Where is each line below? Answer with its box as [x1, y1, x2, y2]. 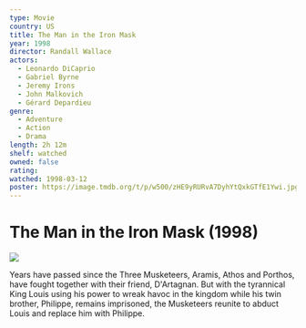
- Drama [17, 132, 47, 141]
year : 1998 [9, 38, 51, 48]
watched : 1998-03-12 [9, 174, 88, 183]
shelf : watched [9, 149, 67, 158]
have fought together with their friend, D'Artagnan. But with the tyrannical [9, 279, 286, 290]
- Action [17, 124, 51, 133]
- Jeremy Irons [17, 81, 76, 90]
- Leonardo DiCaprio [17, 65, 96, 74]
